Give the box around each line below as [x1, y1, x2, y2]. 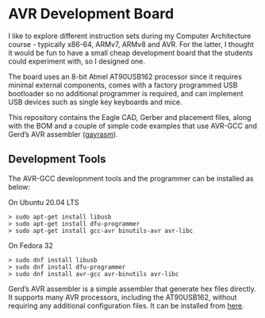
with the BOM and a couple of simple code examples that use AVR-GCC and [8, 121, 258, 130]
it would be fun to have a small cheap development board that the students [8, 48, 253, 57]
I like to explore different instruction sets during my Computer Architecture [8, 31, 252, 41]
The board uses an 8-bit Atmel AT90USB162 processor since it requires [8, 72, 242, 81]
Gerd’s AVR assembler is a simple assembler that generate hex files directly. [8, 284, 256, 293]
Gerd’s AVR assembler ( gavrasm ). [8, 129, 118, 139]
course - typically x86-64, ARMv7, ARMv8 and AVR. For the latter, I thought [8, 39, 254, 48]
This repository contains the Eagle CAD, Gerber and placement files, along [8, 112, 252, 122]
